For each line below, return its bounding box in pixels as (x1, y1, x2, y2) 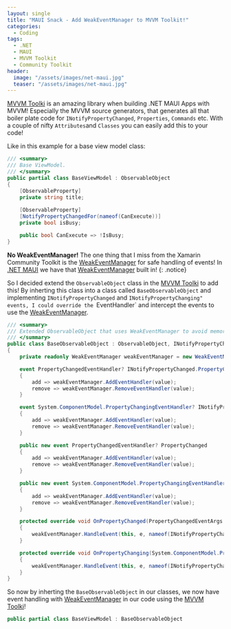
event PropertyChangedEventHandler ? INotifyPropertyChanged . (19, 366, 198, 373)
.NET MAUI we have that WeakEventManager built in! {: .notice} (7, 265, 187, 274)
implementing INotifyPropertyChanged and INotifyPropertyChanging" (7, 293, 203, 302)
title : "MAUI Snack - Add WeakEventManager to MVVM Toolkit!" (7, 17, 189, 23)
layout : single (7, 10, 51, 17)
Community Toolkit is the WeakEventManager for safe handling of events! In (7, 258, 223, 266)
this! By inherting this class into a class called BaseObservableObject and (7, 286, 211, 294)
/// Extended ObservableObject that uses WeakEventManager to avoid (7, 328, 208, 335)
